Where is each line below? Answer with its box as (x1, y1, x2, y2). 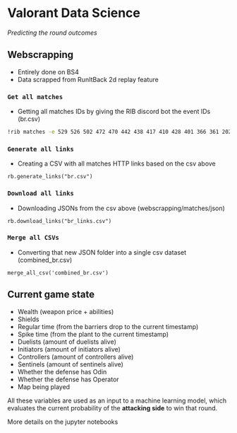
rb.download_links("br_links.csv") (7, 217, 112, 224)
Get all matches (7, 93, 63, 100)
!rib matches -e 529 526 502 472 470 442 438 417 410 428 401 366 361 (7, 129, 219, 136)
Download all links (7, 190, 74, 197)
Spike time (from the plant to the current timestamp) (17, 330, 169, 338)
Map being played (17, 382, 71, 391)
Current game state (7, 289, 95, 301)
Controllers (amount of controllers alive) (17, 352, 134, 361)
